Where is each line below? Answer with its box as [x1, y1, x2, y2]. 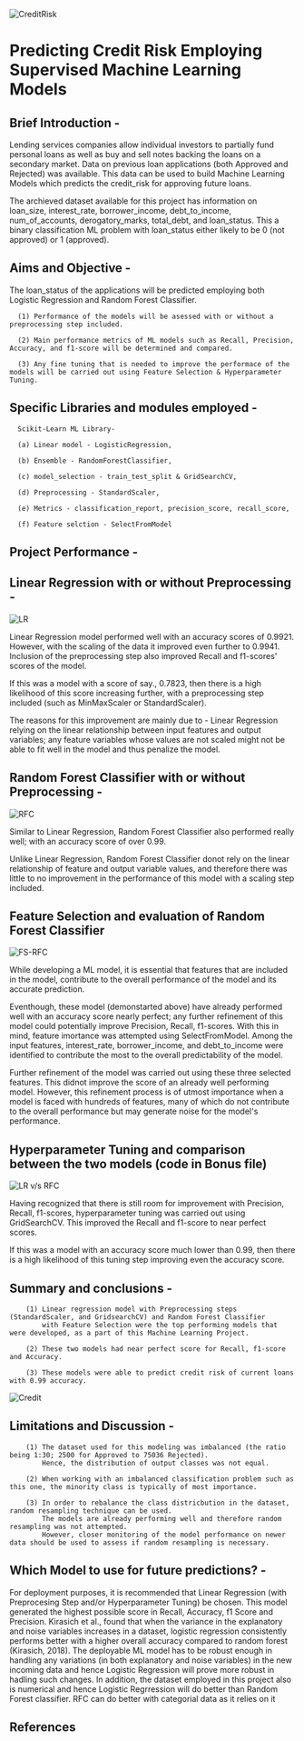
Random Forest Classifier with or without [9, 770, 246, 785]
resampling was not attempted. [9, 1522, 128, 1531]
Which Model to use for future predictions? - [9, 1563, 267, 1578]
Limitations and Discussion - [9, 1418, 174, 1434]
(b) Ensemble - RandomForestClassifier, [17, 455, 172, 465]
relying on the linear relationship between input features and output [9, 724, 261, 735]
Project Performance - [9, 545, 139, 560]
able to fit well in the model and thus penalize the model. [9, 744, 221, 755]
